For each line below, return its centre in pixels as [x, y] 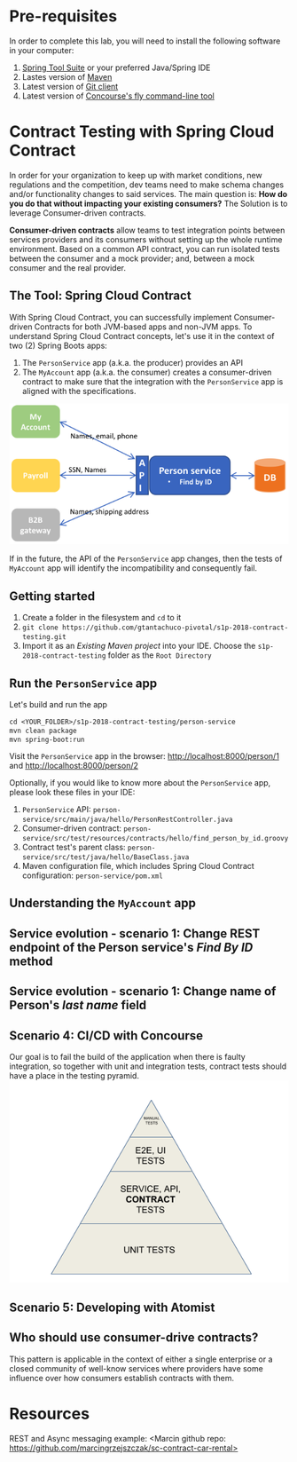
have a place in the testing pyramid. [74, 1076]
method [31, 961]
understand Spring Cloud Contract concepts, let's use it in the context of [142, 336]
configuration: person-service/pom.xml [93, 875]
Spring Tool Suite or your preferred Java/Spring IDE [116, 67]
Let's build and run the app [59, 705]
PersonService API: [56, 810]
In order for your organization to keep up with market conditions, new [136, 175]
